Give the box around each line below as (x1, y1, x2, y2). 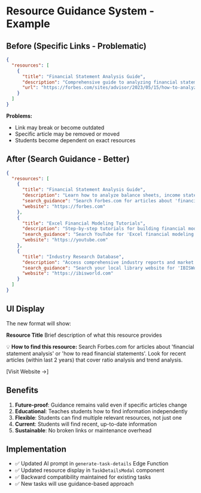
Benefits (6, 386, 39, 396)
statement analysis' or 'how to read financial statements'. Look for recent (6, 349, 186, 357)
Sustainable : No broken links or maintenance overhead (14, 426, 151, 434)
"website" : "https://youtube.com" (22, 237, 109, 243)
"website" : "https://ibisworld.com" (22, 270, 114, 277)
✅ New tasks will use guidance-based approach (14, 480, 134, 488)
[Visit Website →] (6, 367, 49, 375)
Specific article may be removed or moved (14, 130, 120, 138)
